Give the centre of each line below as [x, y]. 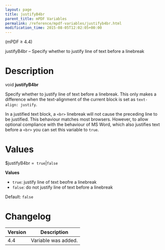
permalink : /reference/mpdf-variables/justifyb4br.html [63, 23]
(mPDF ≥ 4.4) [19, 42]
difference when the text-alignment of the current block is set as [70, 100]
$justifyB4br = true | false [31, 163]
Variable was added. [55, 240]
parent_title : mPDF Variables [36, 19]
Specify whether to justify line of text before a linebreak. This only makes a [81, 94]
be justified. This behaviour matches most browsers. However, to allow [77, 119]
